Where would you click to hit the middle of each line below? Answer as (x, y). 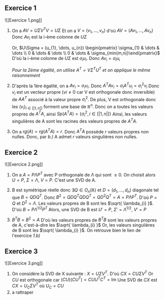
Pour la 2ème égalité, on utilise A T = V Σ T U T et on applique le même (81, 69)
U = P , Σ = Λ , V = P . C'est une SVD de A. (54, 180)
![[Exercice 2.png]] (24, 164)
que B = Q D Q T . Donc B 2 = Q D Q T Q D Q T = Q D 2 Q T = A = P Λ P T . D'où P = (84, 197)
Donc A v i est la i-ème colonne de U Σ (49, 38)
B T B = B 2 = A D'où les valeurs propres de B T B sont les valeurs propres (84, 219)
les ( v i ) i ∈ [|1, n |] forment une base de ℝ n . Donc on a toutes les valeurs (82, 107)
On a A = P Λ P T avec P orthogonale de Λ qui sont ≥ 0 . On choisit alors (83, 174)
